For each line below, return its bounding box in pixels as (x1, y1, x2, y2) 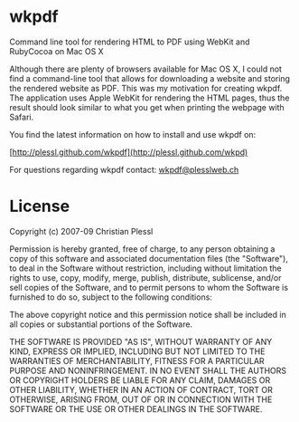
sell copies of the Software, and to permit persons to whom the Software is (9, 282, 289, 293)
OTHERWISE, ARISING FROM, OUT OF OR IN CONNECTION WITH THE (9, 394, 273, 405)
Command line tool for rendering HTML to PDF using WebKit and (9, 36, 250, 47)
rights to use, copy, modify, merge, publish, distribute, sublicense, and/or (9, 272, 282, 283)
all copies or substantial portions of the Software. (9, 319, 192, 330)
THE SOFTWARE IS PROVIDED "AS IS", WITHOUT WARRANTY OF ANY (9, 336, 273, 347)
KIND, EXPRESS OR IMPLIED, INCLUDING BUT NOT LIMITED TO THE (9, 346, 266, 357)
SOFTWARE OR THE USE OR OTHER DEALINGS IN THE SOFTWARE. (9, 403, 263, 414)
